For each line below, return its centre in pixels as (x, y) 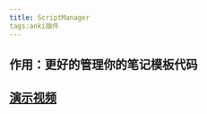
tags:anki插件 (34, 26)
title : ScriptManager (50, 18)
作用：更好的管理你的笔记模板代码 (103, 64)
